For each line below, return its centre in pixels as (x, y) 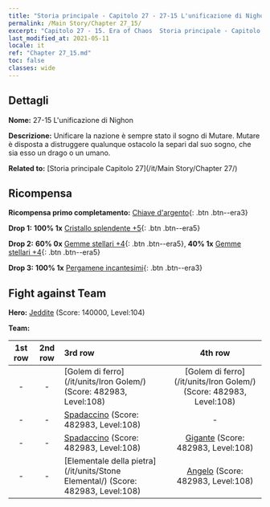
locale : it (27, 46)
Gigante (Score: (215, 438)
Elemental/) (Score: (100, 481)
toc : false (27, 61)
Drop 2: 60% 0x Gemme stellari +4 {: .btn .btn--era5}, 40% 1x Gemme (125, 244)
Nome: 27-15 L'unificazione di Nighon (71, 120)
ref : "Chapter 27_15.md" (50, 53)
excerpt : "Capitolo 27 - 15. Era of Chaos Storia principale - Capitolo (135, 31)
